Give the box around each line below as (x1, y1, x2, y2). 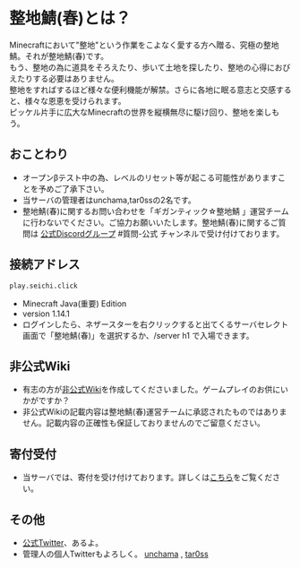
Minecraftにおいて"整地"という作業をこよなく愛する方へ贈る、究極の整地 (9, 39, 279, 50)
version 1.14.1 (21, 308, 70, 319)
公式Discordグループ (39, 228, 116, 238)
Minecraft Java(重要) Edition (21, 297, 127, 309)
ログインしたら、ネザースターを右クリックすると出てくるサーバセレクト (21, 319, 289, 330)
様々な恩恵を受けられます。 (24, 95, 127, 106)
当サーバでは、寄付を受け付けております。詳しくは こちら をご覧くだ (21, 472, 273, 483)
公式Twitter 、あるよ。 (21, 538, 104, 547)
